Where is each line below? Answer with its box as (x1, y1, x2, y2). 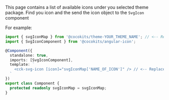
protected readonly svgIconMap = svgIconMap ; (10, 85, 107, 90)
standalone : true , (10, 53, 49, 58)
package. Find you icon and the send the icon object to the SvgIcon (5, 10, 144, 16)
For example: (5, 25, 33, 31)
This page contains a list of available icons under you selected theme (5, 5, 149, 10)
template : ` (10, 62, 35, 67)
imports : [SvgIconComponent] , (10, 57, 73, 62)
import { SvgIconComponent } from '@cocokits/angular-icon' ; (5, 39, 136, 44)
